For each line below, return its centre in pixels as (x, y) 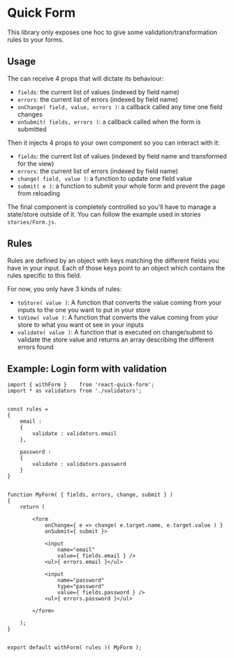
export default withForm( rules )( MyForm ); (74, 648)
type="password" (81, 587)
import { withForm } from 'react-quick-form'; (81, 385)
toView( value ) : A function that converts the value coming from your (118, 317)
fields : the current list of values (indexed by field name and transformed (122, 156)
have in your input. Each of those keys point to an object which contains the (116, 268)
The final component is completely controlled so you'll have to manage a (112, 207)
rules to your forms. (36, 39)
